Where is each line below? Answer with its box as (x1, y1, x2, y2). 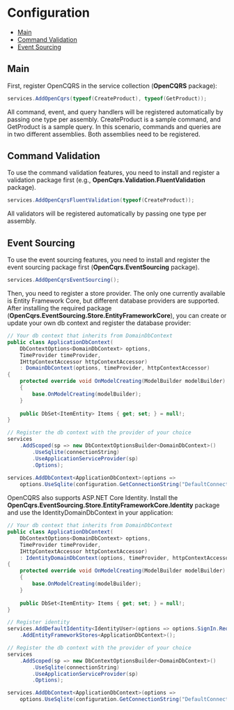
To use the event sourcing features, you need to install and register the (7, 256, 210, 264)
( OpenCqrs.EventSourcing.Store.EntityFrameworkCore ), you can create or (7, 312, 227, 319)
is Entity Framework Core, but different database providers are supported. (7, 296, 219, 305)
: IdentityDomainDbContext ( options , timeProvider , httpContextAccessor (19, 554, 232, 561)
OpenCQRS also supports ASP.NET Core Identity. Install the (7, 494, 178, 502)
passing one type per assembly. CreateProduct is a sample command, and (7, 115, 221, 123)
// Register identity (7, 619, 70, 626)
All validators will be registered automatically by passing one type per (7, 209, 207, 218)
